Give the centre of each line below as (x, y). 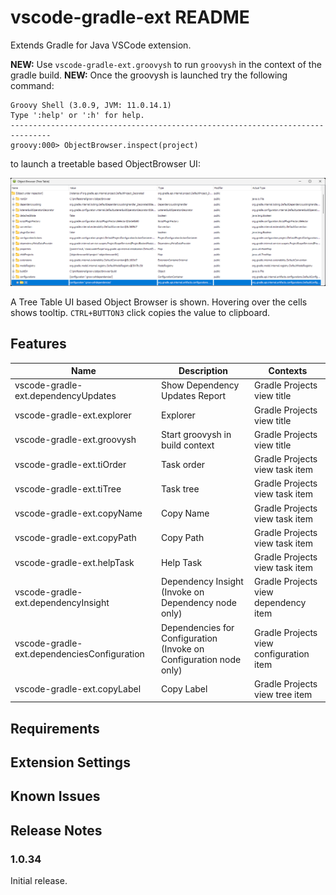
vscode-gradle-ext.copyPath (75, 538)
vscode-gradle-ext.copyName (78, 513)
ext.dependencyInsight (62, 603)
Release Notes (56, 830)
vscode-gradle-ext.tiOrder (70, 464)
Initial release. (39, 881)
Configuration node (201, 659)
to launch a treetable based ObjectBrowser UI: (105, 163)
